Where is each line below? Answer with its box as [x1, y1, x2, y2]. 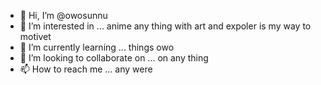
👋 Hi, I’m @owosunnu [19, 10, 108, 21]
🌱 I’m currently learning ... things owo [19, 41, 175, 53]
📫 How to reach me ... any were [19, 63, 153, 75]
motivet [19, 31, 52, 42]
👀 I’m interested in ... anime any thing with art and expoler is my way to [19, 20, 312, 32]
